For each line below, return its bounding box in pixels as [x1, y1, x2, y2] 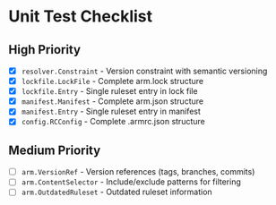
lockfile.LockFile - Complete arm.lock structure [21, 76, 203, 87]
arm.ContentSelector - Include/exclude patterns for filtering [21, 176, 241, 187]
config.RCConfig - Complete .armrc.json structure [21, 116, 205, 127]
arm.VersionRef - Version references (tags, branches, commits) [21, 167, 255, 177]
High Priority [8, 42, 82, 57]
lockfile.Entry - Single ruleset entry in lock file [21, 86, 198, 97]
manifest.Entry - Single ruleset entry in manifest [21, 106, 201, 117]
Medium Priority [8, 142, 101, 158]
